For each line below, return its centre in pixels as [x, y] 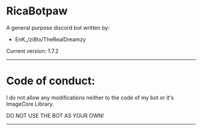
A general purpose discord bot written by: [58, 28]
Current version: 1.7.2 [32, 51]
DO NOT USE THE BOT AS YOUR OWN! [55, 115]
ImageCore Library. [30, 104]
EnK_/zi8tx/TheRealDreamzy [50, 39]
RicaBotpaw [37, 11]
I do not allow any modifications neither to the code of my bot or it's [90, 97]
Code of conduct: [51, 81]
